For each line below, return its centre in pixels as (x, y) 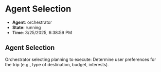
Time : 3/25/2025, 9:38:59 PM (42, 32)
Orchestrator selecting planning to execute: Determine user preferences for (81, 59)
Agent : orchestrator (32, 22)
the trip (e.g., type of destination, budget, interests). (57, 64)
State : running (27, 27)
